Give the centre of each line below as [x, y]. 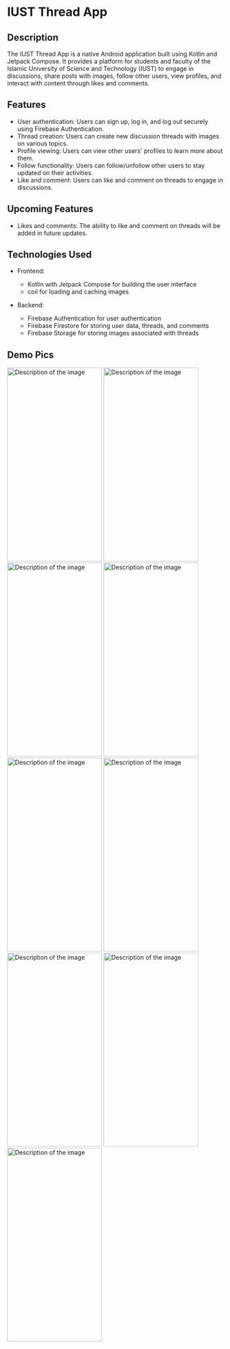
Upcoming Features [50, 209]
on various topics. [43, 143]
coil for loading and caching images [78, 292]
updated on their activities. [55, 172]
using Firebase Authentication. [61, 129]
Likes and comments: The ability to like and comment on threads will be [118, 225]
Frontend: [31, 271]
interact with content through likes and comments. [79, 83]
